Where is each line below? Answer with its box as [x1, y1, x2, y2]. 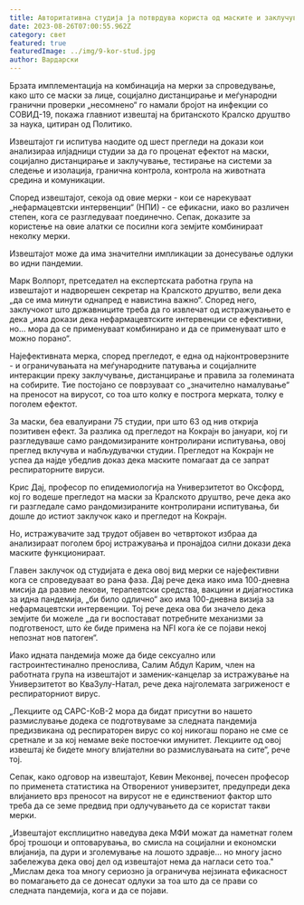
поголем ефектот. [9, 399, 78, 409]
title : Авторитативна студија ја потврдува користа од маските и [9, 13, 261, 23]
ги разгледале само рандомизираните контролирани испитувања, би [9, 501, 280, 511]
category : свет [9, 30, 67, 39]
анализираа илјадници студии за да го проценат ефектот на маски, [9, 146, 270, 157]
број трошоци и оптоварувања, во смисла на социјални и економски [9, 837, 277, 847]
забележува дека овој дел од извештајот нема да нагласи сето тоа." [9, 856, 274, 867]
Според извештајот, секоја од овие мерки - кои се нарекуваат [9, 192, 252, 203]
